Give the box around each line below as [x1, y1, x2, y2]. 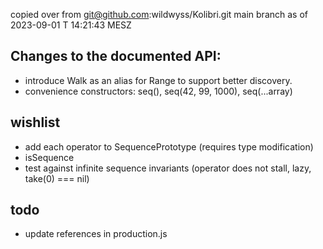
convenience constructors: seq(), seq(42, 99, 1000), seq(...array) [24, 85, 293, 97]
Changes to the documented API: [10, 48, 222, 65]
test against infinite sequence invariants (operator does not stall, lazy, [24, 162, 312, 174]
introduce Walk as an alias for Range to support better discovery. [24, 74, 293, 86]
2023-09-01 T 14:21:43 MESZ [10, 19, 132, 31]
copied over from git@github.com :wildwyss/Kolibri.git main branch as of [10, 9, 308, 20]
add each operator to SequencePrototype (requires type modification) [24, 140, 314, 153]
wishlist [10, 114, 61, 131]
